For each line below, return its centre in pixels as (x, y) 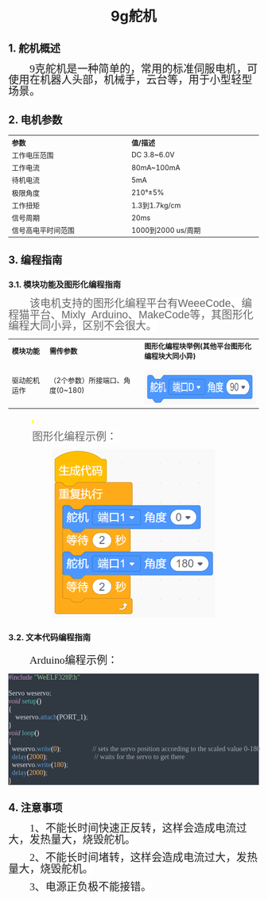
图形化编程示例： (75, 436)
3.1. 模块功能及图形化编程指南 (65, 285)
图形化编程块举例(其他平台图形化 (198, 346)
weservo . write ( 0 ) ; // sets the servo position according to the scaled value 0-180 (136, 749)
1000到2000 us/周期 (166, 231)
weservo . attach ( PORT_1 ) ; (52, 717)
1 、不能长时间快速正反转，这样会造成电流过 (138, 828)
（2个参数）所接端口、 (86, 380)
